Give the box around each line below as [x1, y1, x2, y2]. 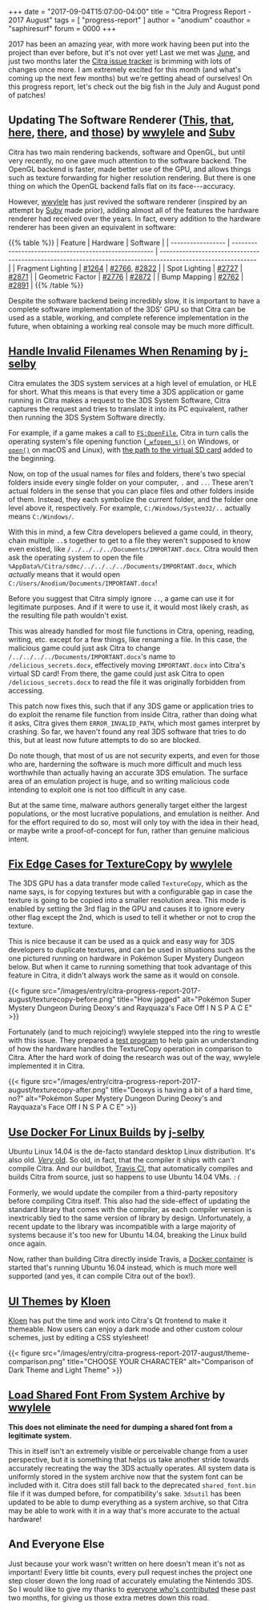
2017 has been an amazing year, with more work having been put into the [8, 39, 250, 49]
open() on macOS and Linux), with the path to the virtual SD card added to [8, 444, 254, 455]
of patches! [8, 90, 46, 99]
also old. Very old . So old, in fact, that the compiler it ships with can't [8, 1155, 235, 1165]
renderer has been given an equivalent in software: [8, 222, 177, 231]
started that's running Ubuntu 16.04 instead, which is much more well [8, 1263, 238, 1272]
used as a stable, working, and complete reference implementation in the [8, 312, 250, 323]
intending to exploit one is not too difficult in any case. [8, 785, 187, 794]
